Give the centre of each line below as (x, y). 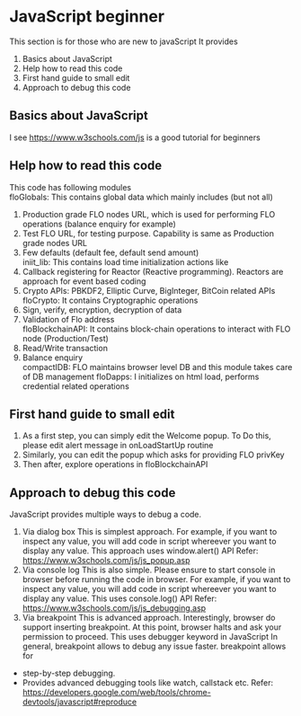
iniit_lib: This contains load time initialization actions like (125, 261)
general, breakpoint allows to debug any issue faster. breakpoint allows (154, 646)
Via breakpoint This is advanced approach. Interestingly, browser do (149, 618)
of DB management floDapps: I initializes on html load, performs (141, 376)
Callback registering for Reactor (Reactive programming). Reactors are (153, 271)
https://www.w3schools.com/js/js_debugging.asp (114, 608)
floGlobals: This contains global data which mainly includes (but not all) (142, 197)
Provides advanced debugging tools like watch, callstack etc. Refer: (148, 683)
